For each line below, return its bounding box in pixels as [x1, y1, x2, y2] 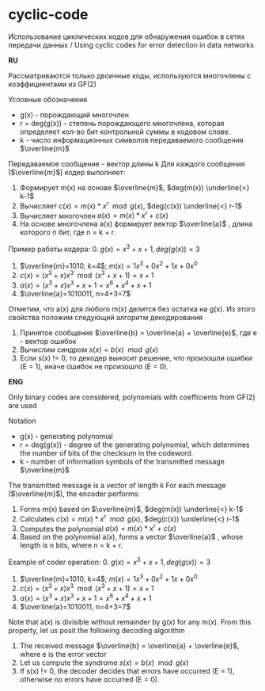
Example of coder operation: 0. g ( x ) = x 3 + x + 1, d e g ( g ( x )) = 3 [8, 556, 211, 567]
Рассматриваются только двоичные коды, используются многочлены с [8, 71, 252, 80]
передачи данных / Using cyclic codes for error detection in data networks [8, 40, 255, 49]
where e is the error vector [19, 649, 107, 659]
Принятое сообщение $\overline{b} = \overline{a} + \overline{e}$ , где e [19, 327, 257, 338]
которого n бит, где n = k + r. [19, 227, 116, 237]
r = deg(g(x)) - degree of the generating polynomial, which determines [19, 440, 250, 449]
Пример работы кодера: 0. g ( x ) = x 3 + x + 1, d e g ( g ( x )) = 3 [8, 243, 200, 254]
